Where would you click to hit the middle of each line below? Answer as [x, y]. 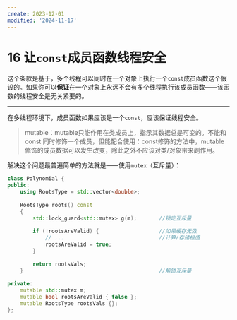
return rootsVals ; [60, 264]
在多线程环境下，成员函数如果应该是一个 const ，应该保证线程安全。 [105, 118]
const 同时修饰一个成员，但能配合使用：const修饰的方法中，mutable [124, 141]
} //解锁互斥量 [106, 271]
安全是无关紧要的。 [60, 96]
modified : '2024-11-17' [42, 20]
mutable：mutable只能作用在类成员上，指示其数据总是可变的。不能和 [126, 133]
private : [20, 284]
